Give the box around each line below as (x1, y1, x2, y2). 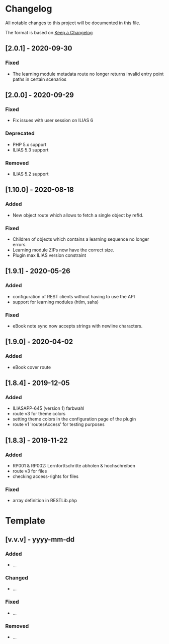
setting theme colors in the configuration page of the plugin (12, 416, 136, 422)
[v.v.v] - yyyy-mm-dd (5, 535, 74, 544)
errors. (12, 241, 27, 247)
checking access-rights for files (12, 473, 79, 479)
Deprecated (5, 130, 35, 137)
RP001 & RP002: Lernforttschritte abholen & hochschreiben (12, 462, 136, 468)
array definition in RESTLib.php (12, 498, 77, 504)
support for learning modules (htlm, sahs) (12, 299, 99, 305)
